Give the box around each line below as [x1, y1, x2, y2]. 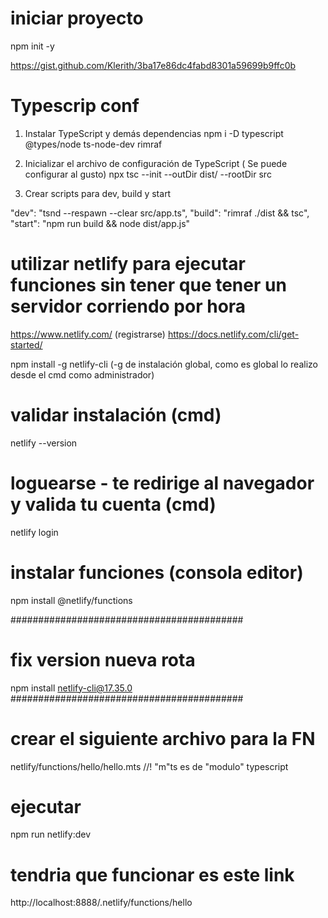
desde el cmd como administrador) [10, 368, 155, 381]
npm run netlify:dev [10, 828, 92, 841]
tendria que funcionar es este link [10, 863, 295, 886]
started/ [10, 338, 43, 351]
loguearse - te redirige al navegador [10, 472, 315, 494]
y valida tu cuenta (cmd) [10, 493, 217, 516]
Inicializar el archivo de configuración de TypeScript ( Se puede [24, 157, 288, 169]
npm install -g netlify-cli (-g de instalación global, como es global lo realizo [10, 358, 318, 370]
